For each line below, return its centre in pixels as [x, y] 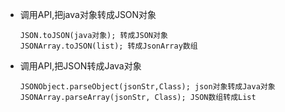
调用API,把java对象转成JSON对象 [88, 14]
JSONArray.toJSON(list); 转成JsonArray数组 [108, 46]
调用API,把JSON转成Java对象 [80, 66]
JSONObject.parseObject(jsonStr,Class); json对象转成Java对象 [147, 87]
